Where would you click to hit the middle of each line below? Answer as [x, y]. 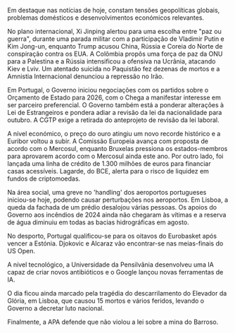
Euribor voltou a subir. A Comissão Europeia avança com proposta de [108, 141]
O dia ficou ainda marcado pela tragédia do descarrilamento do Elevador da [117, 293]
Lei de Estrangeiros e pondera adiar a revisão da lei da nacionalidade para [115, 113]
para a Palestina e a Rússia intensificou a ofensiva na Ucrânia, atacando [112, 61]
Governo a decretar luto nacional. [56, 308]
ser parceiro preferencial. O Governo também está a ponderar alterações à [115, 105]
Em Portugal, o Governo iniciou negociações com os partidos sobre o [108, 90]
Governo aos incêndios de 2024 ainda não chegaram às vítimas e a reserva [117, 215]
